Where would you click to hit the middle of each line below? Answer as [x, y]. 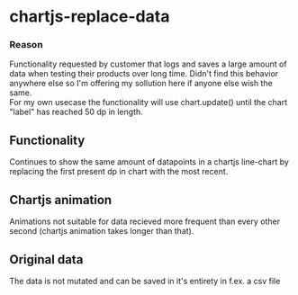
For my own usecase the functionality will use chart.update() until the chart [149, 103]
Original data [46, 259]
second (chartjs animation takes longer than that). [102, 231]
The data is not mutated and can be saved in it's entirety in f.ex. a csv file [145, 281]
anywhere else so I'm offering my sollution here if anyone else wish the [141, 84]
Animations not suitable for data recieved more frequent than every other [145, 221]
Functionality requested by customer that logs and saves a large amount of [148, 64]
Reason [26, 45]
